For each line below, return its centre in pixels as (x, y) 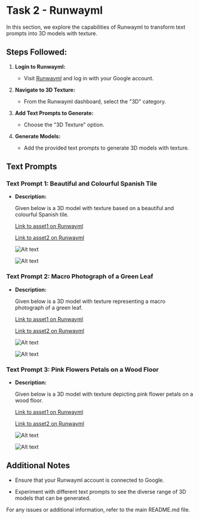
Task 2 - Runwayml (55, 10)
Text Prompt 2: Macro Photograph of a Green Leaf (80, 277)
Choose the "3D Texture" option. (64, 125)
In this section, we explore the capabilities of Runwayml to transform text (96, 27)
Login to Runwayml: (40, 66)
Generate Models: (38, 136)
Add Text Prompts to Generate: (54, 113)
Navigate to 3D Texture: (45, 90)
